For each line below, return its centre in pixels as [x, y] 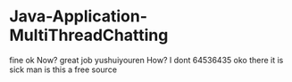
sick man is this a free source [63, 70]
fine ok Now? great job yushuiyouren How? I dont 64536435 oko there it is [146, 60]
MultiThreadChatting [89, 35]
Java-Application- [78, 16]
